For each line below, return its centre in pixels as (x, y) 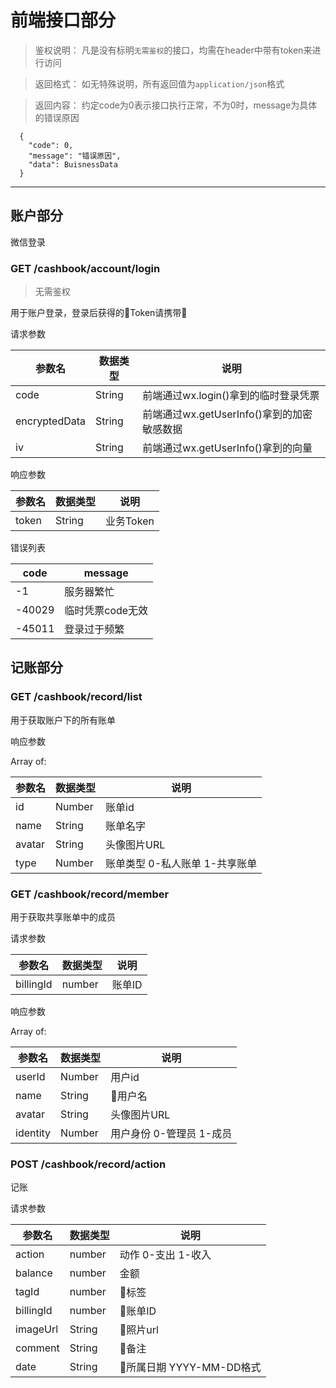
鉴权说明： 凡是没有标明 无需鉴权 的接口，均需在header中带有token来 (173, 50)
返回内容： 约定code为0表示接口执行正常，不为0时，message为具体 (176, 105)
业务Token (130, 521)
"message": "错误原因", (75, 156)
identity (33, 1133)
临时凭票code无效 (106, 611)
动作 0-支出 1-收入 (165, 1255)
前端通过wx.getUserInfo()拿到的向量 (227, 448)
